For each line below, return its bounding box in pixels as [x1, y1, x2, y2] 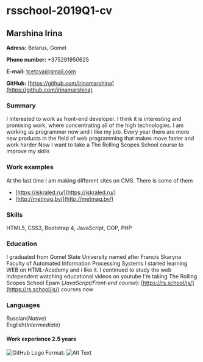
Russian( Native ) [6, 315, 47, 322]
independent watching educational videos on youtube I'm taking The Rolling [6, 273, 198, 280]
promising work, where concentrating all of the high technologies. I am [6, 121, 184, 129]
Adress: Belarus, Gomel [6, 44, 67, 51]
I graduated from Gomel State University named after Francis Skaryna [6, 253, 182, 261]
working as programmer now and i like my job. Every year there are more [6, 128, 190, 136]
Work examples [6, 163, 54, 172]
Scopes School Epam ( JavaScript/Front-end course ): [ [6, 279, 143, 287]
